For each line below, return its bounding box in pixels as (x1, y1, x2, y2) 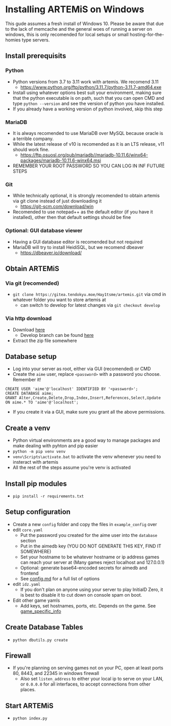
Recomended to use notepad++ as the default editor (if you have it (12, 209, 153, 215)
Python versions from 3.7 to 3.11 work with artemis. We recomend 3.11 (12, 78, 159, 85)
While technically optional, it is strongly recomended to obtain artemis (12, 193, 160, 199)
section (20, 537, 36, 543)
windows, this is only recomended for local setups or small (5, 31, 129, 37)
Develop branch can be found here (20, 332, 94, 338)
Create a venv (5, 423, 51, 433)
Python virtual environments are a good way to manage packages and (12, 437, 160, 443)
